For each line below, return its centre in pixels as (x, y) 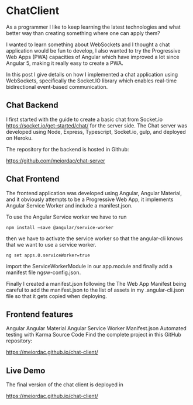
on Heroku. (20, 138)
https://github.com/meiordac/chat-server (56, 160)
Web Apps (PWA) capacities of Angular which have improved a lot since (93, 57)
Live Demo (26, 370)
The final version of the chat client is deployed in (65, 385)
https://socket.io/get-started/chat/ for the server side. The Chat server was (96, 125)
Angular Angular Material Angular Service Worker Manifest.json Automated (96, 328)
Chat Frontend (33, 179)
